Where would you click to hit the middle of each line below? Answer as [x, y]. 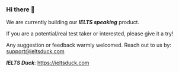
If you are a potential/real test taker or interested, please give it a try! [90, 34]
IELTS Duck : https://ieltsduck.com [48, 63]
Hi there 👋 [21, 9]
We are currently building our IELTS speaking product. [73, 22]
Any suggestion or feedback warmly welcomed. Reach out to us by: [89, 45]
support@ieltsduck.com [36, 51]
